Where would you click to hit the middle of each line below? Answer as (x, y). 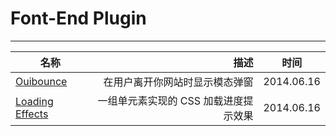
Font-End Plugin (78, 18)
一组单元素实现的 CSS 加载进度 (170, 100)
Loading (34, 101)
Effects (32, 114)
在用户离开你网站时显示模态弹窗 (178, 82)
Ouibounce (41, 81)
